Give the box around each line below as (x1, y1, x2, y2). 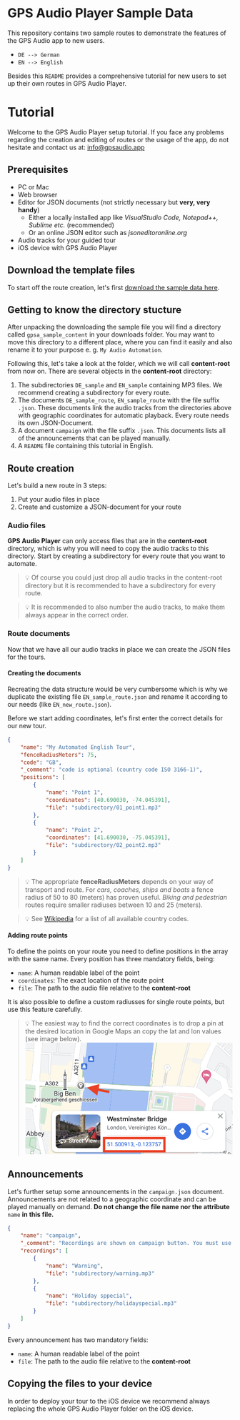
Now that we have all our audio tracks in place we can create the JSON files (7, 645, 231, 653)
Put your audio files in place (17, 495, 100, 504)
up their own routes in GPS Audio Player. (7, 79, 127, 87)
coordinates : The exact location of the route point (17, 975, 164, 984)
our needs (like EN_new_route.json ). (7, 700, 112, 708)
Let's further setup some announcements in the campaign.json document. (7, 1187, 224, 1196)
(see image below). (24, 1034, 82, 1043)
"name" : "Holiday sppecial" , (45, 1292, 133, 1300)
